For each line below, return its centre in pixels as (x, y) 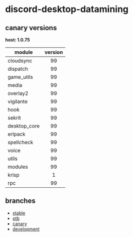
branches (20, 201)
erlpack (17, 134)
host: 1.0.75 (17, 40)
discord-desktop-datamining (67, 9)
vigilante (18, 101)
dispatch (18, 69)
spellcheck (20, 142)
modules (18, 167)
